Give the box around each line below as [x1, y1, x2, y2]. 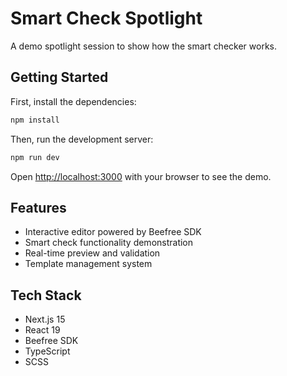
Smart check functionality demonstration [24, 237, 194, 249]
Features [10, 199, 67, 216]
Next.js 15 [24, 313, 66, 326]
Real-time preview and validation [24, 247, 161, 259]
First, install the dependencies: [10, 95, 137, 107]
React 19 [24, 324, 61, 336]
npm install [10, 115, 60, 125]
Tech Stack [10, 287, 82, 304]
